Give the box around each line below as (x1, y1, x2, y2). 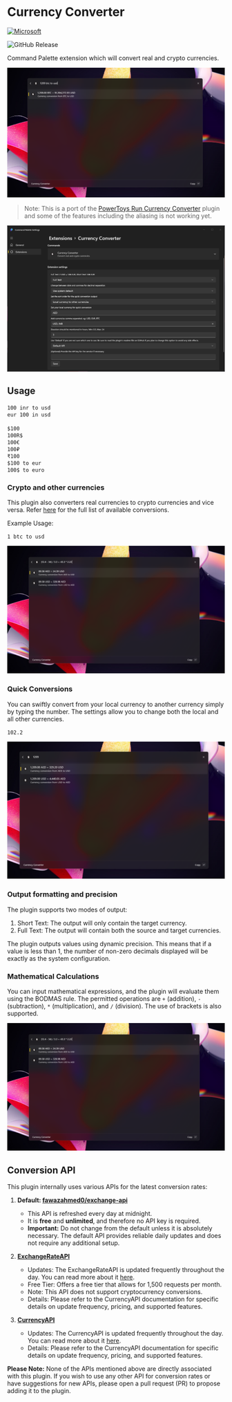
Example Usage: (7, 519, 54, 527)
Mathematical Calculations (7, 971, 99, 981)
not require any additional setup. (27, 1239, 120, 1247)
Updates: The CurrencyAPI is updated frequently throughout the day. (27, 1329, 224, 1338)
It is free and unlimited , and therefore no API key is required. (27, 1217, 201, 1225)
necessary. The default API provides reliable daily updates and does (27, 1232, 222, 1240)
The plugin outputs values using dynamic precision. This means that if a (7, 939, 212, 948)
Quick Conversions (7, 684, 73, 694)
